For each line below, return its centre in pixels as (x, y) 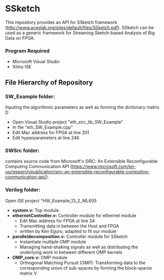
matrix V (28, 273)
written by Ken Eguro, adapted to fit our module (68, 231)
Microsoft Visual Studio (36, 62)
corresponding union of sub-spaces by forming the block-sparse (86, 268)
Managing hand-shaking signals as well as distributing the (79, 247)
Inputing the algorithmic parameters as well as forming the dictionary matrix (82, 107)
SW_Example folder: (30, 96)
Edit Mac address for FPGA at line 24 (57, 221)
